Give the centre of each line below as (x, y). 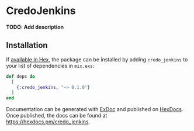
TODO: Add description (35, 27)
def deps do (20, 76)
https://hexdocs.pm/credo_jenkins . (48, 122)
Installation (27, 45)
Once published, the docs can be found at (57, 116)
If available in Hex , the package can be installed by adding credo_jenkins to (97, 59)
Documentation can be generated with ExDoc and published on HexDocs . (95, 109)
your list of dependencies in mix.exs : (50, 65)
